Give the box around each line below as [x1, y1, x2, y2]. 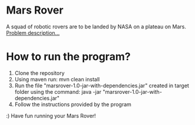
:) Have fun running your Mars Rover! [6, 112, 96, 119]
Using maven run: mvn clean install [14, 75, 100, 83]
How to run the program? [6, 50, 131, 64]
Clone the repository [14, 69, 65, 77]
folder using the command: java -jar [14, 88, 102, 95]
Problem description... [6, 29, 60, 36]
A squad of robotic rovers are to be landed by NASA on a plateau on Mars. [6, 23, 187, 30]
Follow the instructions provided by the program [14, 101, 131, 108]
